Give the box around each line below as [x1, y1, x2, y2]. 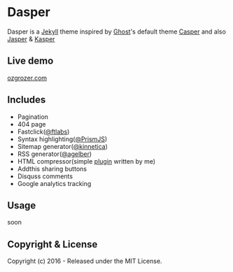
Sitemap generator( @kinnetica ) [17, 142, 108, 150]
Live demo [7, 55, 54, 67]
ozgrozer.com [7, 73, 48, 82]
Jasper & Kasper [7, 34, 55, 43]
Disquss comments [17, 172, 73, 180]
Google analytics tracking [17, 179, 92, 187]
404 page [17, 120, 46, 128]
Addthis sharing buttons [17, 164, 87, 173]
